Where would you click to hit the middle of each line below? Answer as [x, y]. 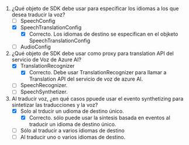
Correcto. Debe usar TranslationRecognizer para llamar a [98, 72]
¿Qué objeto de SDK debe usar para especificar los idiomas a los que [95, 8]
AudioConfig [35, 47]
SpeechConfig [38, 21]
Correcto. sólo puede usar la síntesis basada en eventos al [100, 118]
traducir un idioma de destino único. [73, 124]
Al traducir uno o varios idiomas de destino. [73, 137]
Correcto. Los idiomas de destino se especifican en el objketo [104, 34]
